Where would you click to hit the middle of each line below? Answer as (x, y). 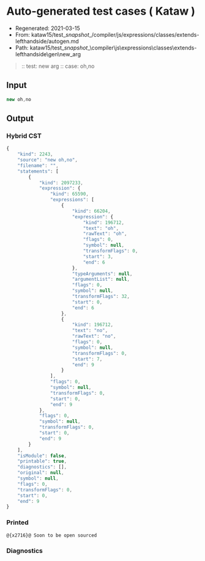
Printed (17, 522)
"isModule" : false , (42, 456)
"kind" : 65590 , (69, 194)
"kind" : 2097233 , (61, 183)
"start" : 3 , (98, 256)
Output (20, 118)
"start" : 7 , (87, 359)
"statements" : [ (38, 171)
